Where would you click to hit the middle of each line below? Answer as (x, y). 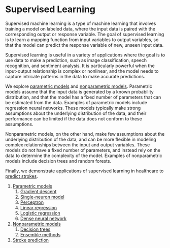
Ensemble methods (40, 234)
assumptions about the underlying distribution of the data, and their (76, 113)
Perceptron (32, 202)
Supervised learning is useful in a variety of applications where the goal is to (85, 55)
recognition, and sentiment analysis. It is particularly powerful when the (80, 66)
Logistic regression (40, 213)
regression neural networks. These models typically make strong (73, 108)
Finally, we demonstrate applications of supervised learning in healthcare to (84, 171)
